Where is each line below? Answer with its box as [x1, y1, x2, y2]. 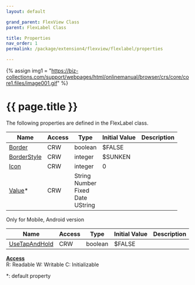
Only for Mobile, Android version [6, 216, 85, 223]
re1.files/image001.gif [6, 80, 57, 87]
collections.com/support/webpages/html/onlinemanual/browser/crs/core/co [6, 74, 189, 80]
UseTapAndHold [9, 239, 54, 248]
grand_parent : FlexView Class [6, 19, 80, 25]
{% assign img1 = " [6, 67, 52, 74]
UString [74, 201, 95, 209]
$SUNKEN [102, 153, 131, 161]
